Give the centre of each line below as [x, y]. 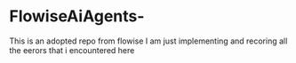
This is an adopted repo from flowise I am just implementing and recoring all [148, 41]
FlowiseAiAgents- [77, 16]
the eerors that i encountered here [72, 50]
